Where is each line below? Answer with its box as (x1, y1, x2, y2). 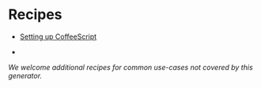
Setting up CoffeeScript (19, 32, 97, 41)
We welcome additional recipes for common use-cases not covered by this (8, 62, 253, 72)
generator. (8, 71, 42, 80)
